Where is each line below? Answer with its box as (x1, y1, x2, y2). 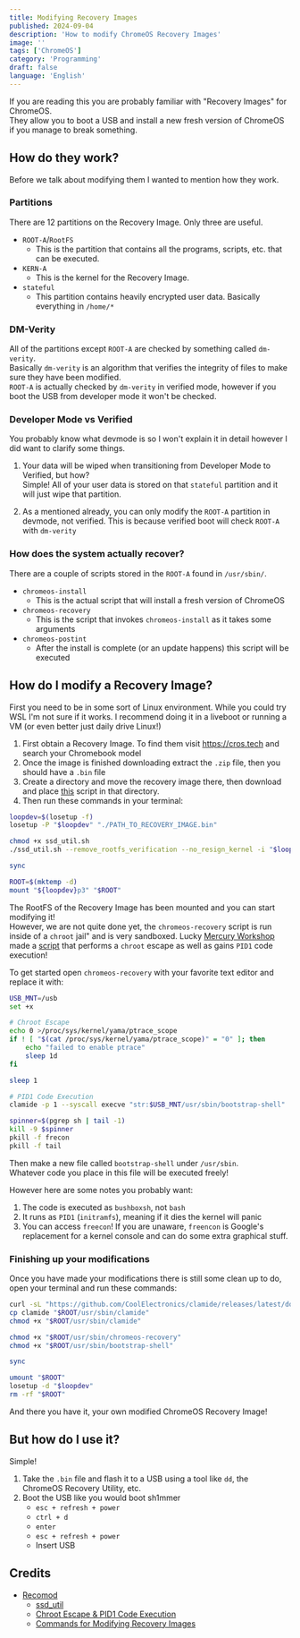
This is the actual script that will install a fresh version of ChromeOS (35, 594, 286, 605)
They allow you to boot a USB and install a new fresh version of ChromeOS (9, 115, 285, 125)
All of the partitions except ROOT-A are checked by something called (9, 344, 257, 354)
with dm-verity (21, 525, 77, 536)
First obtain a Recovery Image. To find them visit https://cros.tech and (21, 738, 279, 748)
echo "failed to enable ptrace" (25, 1044, 146, 1053)
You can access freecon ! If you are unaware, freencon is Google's (21, 1221, 264, 1232)
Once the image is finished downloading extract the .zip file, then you (21, 757, 281, 768)
